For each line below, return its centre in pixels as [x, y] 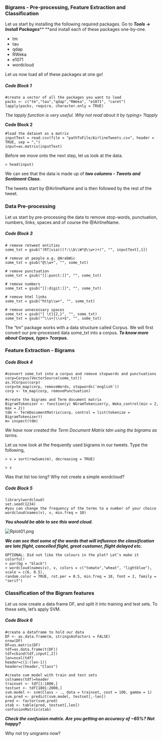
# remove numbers [23, 284]
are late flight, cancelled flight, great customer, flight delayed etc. [74, 546]
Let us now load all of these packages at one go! [54, 75]
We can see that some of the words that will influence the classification [80, 541]
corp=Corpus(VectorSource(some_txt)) [44, 378]
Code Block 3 [19, 233]
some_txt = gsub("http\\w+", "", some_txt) [50, 301]
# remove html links [26, 297]
